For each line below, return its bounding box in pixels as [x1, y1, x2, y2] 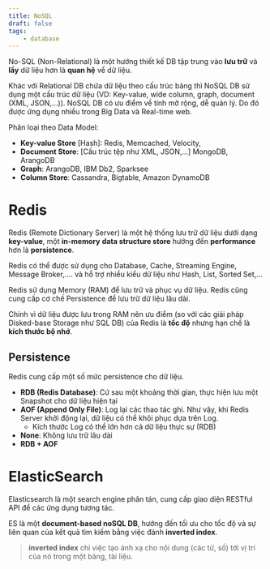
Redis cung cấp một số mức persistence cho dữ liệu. [8, 372, 184, 381]
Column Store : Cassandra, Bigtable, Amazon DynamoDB [19, 173, 210, 182]
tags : [8, 27, 27, 35]
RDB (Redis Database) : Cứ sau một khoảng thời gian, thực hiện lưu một [19, 387, 259, 397]
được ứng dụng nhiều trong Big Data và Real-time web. [8, 107, 192, 117]
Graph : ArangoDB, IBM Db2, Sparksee [19, 164, 148, 174]
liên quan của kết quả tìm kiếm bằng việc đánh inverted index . [8, 527, 217, 537]
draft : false [8, 19, 53, 28]
